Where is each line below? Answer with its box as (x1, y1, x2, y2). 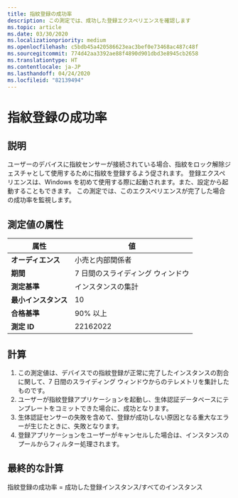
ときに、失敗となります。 (48, 422, 123, 430)
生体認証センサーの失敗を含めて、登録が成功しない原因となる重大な (17, 413, 217, 421)
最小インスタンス (11, 295, 68, 305)
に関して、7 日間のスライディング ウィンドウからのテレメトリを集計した (17, 378, 229, 386)
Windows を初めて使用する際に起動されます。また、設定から (44, 178, 222, 186)
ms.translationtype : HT (7, 57, 78, 64)
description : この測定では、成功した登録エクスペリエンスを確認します (7, 17, 191, 24)
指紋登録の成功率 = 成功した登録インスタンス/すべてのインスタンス (7, 482, 203, 491)
